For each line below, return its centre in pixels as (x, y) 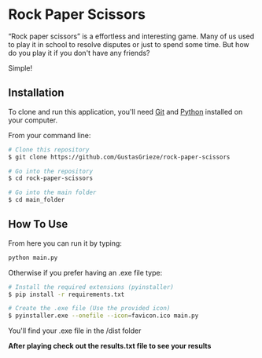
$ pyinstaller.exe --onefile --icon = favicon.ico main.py (103, 316)
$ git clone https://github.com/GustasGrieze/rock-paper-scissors (119, 157)
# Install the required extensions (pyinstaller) (91, 287)
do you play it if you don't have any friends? (79, 53)
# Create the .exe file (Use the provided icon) (89, 309)
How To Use (38, 224)
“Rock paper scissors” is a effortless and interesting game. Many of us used (131, 36)
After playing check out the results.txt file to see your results (110, 346)
